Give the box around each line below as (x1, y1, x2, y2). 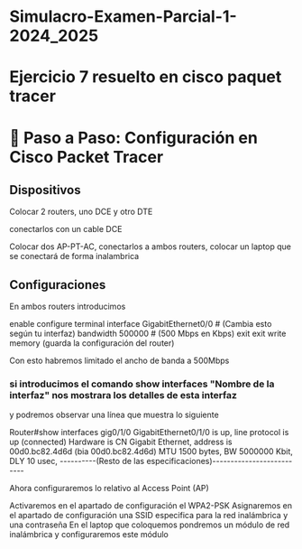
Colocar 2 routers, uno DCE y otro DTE (9, 206, 153, 218)
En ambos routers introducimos (9, 301, 126, 312)
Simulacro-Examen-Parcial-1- (9, 6, 237, 27)
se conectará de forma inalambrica (9, 251, 140, 262)
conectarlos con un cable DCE (9, 224, 123, 235)
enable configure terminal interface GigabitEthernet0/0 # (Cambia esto (9, 319, 272, 330)
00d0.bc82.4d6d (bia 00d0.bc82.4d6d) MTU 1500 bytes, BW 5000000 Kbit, (9, 446, 293, 457)
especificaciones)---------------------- (146, 456, 293, 467)
